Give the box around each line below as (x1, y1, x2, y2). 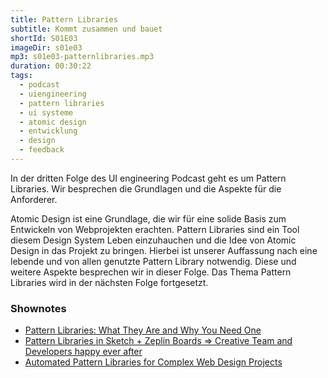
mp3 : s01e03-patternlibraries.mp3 (10, 52, 155, 62)
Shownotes (10, 301, 67, 315)
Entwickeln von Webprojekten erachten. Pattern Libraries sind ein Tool (10, 223, 300, 235)
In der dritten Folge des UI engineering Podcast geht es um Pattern (10, 172, 287, 184)
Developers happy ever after (24, 346, 143, 358)
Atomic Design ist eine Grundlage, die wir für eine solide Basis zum (10, 212, 287, 225)
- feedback (19, 145, 65, 155)
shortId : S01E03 (10, 33, 78, 43)
